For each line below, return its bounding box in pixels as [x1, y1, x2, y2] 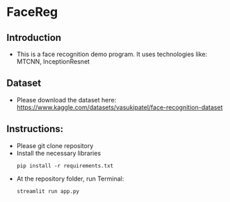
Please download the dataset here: [16, 95, 117, 104]
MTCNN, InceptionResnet [16, 57, 90, 66]
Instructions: [6, 123, 64, 135]
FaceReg [6, 4, 58, 20]
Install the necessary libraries [16, 149, 101, 157]
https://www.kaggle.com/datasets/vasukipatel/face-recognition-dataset [16, 103, 223, 111]
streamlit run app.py [16, 187, 79, 194]
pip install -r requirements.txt [16, 162, 114, 169]
